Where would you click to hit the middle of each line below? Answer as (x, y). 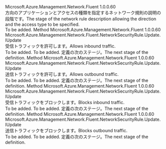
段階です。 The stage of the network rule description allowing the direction (81, 19)
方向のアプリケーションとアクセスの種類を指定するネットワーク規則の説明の (83, 13)
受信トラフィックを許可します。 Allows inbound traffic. (60, 46)
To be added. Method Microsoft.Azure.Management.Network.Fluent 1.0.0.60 (83, 30)
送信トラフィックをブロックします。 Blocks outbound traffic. (66, 130)
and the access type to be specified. (43, 24)
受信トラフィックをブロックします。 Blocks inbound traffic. (65, 102)
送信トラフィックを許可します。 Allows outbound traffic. (62, 74)
